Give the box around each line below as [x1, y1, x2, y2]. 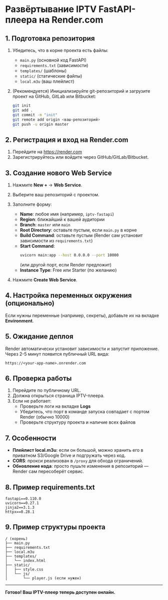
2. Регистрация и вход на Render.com [5, 135, 128, 144]
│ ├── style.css [5, 567, 43, 572]
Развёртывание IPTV [5, 4, 97, 15]
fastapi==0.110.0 [5, 496, 41, 501]
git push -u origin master [12, 122, 69, 127]
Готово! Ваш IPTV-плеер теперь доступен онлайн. [5, 589, 115, 595]
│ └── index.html [5, 558, 46, 563]
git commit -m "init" [12, 112, 58, 117]
